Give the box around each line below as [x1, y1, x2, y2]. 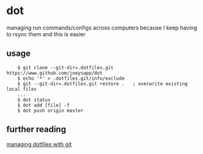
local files [6, 86, 37, 92]
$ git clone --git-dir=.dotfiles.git [17, 64, 114, 71]
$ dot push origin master [17, 107, 84, 114]
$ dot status [17, 96, 51, 103]
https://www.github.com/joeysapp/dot [6, 70, 103, 76]
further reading [6, 124, 66, 135]
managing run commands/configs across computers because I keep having [6, 24, 197, 31]
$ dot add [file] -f [17, 102, 70, 108]
